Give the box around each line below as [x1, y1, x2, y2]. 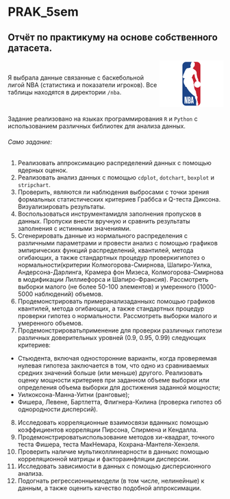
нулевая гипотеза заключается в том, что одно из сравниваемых [17, 361, 209, 370]
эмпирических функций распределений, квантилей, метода [17, 246, 194, 254]
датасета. [8, 42, 53, 53]
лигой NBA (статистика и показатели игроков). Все [8, 81, 157, 89]
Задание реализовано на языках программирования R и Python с [8, 114, 198, 123]
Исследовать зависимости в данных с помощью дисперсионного [17, 462, 212, 470]
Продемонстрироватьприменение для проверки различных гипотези [17, 326, 222, 334]
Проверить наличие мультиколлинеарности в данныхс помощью [17, 448, 209, 456]
